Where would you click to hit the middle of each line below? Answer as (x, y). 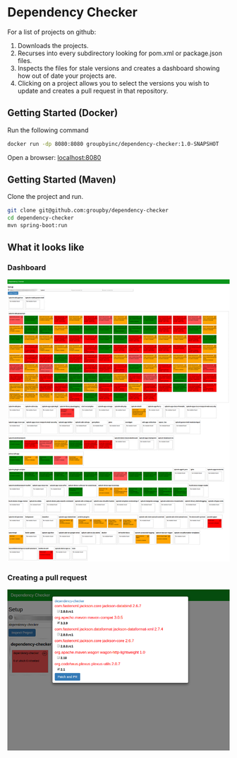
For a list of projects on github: (52, 32)
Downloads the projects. (53, 45)
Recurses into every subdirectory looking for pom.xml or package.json (120, 53)
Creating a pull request (47, 578)
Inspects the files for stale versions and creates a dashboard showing (119, 68)
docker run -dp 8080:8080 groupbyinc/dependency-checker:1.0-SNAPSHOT (113, 144)
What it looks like (46, 247)
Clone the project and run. (45, 197)
